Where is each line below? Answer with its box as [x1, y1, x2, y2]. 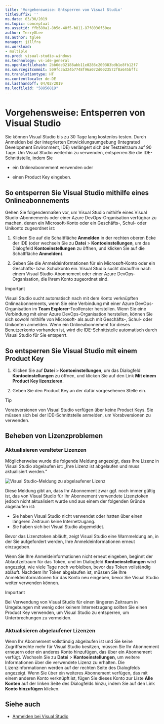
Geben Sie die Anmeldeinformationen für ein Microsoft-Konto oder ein [12, 260, 156, 266]
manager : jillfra [5, 40, 41, 45]
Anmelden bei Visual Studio [12, 713, 69, 719]
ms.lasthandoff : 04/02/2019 [5, 81, 63, 86]
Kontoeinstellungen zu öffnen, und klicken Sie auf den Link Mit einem [12, 373, 157, 379]
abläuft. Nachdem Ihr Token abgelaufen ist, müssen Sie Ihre [5, 569, 127, 575]
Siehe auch [5, 700, 41, 709]
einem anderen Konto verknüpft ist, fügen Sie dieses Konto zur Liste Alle [5, 675, 153, 681]
